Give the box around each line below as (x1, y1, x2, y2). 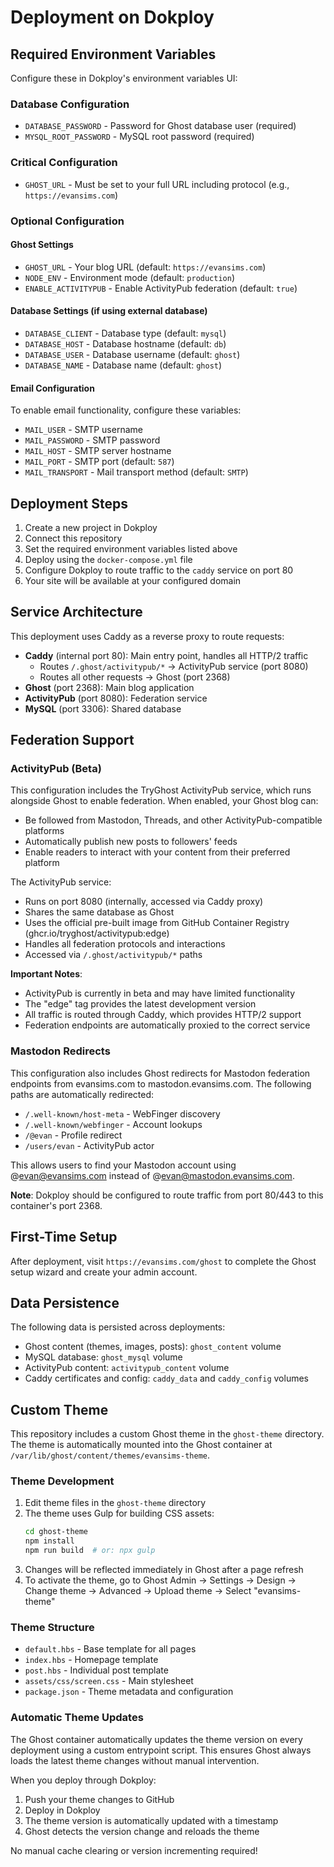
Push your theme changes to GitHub (24, 1793, 175, 1805)
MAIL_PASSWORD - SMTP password (24, 434, 161, 446)
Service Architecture (10, 604, 143, 621)
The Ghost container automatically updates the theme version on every (10, 1733, 303, 1745)
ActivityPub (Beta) (10, 762, 102, 776)
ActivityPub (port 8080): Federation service (24, 692, 208, 704)
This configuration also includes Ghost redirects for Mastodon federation (10, 1067, 311, 1079)
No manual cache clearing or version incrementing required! (10, 1844, 258, 1856)
